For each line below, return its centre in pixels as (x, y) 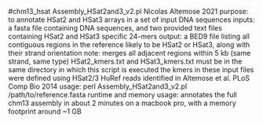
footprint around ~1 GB (45, 111)
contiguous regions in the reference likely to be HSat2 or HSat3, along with (129, 45)
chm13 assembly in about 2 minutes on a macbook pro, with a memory (122, 103)
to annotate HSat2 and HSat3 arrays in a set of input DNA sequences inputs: (131, 20)
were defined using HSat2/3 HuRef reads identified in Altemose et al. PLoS (129, 78)
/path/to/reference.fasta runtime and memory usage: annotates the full (122, 95)
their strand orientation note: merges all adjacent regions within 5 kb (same (130, 53)
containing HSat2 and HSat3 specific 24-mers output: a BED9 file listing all (129, 36)
